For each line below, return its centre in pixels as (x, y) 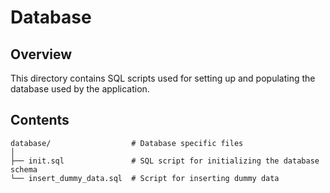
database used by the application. (80, 89)
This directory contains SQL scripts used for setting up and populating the (163, 78)
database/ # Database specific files (127, 143)
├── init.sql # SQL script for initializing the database (165, 161)
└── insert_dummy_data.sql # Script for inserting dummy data (145, 178)
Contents (40, 120)
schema (24, 169)
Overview (41, 54)
